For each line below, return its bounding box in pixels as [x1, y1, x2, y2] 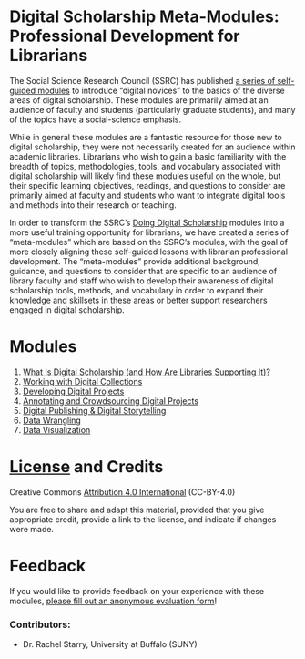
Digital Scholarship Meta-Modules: [9, 6, 280, 27]
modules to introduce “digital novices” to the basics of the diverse [37, 85, 285, 96]
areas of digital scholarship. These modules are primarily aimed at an [9, 94, 269, 106]
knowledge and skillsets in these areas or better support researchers [9, 294, 268, 305]
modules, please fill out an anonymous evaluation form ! [9, 595, 217, 606]
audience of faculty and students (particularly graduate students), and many [9, 104, 296, 115]
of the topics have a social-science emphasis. [9, 114, 182, 125]
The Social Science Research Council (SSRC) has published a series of [9, 75, 276, 86]
